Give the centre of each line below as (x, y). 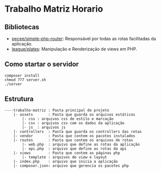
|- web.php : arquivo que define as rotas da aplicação (81, 144)
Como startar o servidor (42, 64)
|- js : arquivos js (44, 127)
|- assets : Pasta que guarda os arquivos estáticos (74, 115)
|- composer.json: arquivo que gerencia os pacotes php (71, 166)
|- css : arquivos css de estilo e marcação (68, 119)
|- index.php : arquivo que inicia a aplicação (66, 161)
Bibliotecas (22, 27)
